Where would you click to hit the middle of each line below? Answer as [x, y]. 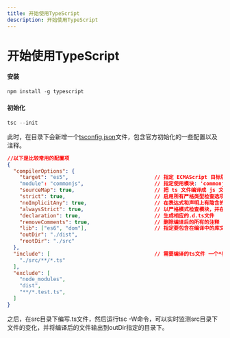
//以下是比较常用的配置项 [38, 158]
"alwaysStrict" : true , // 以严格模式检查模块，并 [119, 209]
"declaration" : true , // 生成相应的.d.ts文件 [117, 216]
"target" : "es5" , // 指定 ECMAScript [113, 178]
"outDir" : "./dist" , [49, 235]
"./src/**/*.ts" [43, 260]
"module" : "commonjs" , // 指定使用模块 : [108, 184]
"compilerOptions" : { [44, 171]
